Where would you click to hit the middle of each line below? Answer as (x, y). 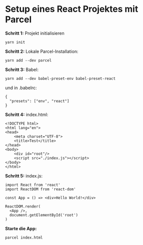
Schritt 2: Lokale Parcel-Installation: (42, 51)
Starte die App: (21, 228)
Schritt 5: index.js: (24, 175)
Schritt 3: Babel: (22, 70)
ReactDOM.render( (23, 206)
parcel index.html (24, 238)
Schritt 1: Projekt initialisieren (35, 33)
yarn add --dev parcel (28, 60)
